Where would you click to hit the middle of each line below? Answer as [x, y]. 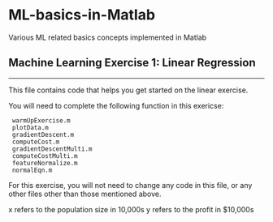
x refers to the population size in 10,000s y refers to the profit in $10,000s [131, 209]
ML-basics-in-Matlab [82, 15]
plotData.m [30, 127]
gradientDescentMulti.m [52, 149]
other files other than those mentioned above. [85, 194]
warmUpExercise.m [41, 120]
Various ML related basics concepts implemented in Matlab [108, 37]
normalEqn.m [32, 170]
